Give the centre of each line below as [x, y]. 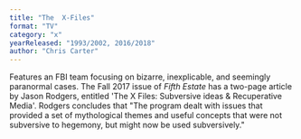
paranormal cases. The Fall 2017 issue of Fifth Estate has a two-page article [150, 87]
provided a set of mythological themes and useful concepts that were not [146, 116]
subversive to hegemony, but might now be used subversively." [127, 125]
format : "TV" [34, 26]
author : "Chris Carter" [54, 51]
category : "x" [36, 34]
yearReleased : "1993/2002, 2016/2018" [82, 43]
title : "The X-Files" [52, 18]
